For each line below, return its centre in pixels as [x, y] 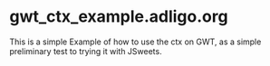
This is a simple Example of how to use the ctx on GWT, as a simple [135, 42]
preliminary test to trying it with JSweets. [86, 51]
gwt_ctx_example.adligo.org [119, 17]
